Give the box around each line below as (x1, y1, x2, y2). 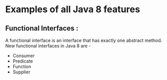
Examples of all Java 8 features (5, 4, 141, 15)
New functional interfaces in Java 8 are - (5, 43, 91, 49)
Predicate (12, 58, 33, 64)
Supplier (12, 69, 31, 75)
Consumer (12, 52, 35, 59)
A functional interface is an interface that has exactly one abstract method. (5, 37, 162, 43)
